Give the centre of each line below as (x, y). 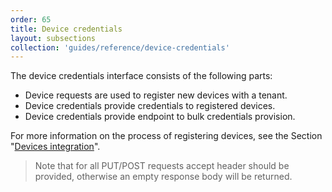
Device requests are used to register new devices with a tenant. (156, 95)
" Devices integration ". (55, 147)
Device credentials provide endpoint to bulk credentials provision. (160, 117)
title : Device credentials (66, 29)
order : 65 (31, 19)
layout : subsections (53, 38)
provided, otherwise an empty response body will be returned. (163, 177)
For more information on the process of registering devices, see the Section (166, 136)
